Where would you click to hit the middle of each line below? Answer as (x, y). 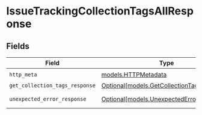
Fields (18, 46)
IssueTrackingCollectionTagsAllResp (100, 11)
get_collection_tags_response (53, 85)
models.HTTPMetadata (134, 75)
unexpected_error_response (48, 99)
